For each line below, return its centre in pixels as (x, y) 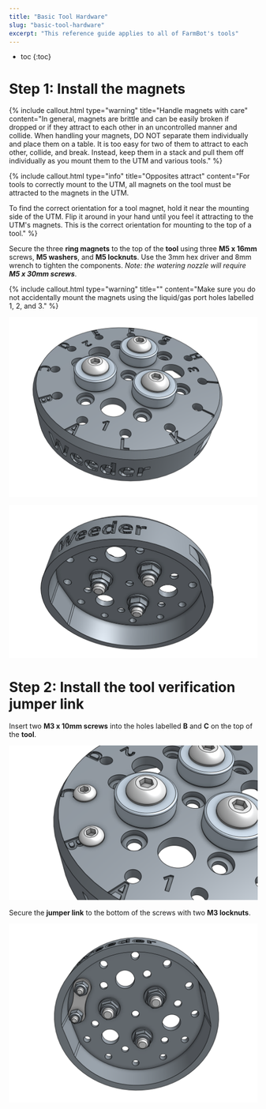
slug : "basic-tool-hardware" (57, 25)
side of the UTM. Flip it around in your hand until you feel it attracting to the (131, 216)
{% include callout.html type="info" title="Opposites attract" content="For (129, 176)
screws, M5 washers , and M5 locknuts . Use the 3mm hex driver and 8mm (130, 258)
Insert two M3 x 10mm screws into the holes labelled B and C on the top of (131, 726)
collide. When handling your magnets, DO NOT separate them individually (129, 136)
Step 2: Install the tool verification (122, 688)
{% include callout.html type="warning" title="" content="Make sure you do (132, 289)
